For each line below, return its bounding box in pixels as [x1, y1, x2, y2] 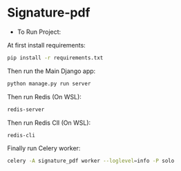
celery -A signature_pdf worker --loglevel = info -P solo [7, 157, 175, 165]
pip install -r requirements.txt [7, 54, 104, 61]
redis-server [7, 105, 45, 113]
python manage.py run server [7, 80, 91, 87]
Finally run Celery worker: [7, 144, 81, 152]
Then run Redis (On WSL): [7, 92, 82, 101]
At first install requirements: [7, 41, 86, 49]
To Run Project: [17, 28, 61, 36]
